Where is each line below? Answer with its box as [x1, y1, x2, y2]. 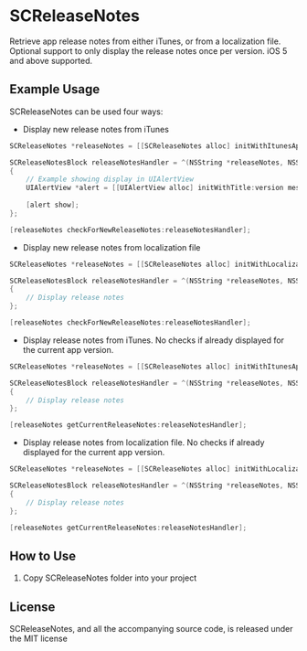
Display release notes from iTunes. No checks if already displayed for [22, 335, 285, 346]
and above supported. [9, 55, 93, 66]
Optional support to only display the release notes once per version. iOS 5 [9, 45, 288, 56]
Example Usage [9, 81, 101, 97]
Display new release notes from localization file [22, 241, 201, 252]
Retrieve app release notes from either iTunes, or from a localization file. [9, 36, 281, 47]
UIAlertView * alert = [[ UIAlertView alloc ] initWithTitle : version [26, 184, 284, 193]
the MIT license [9, 633, 69, 644]
